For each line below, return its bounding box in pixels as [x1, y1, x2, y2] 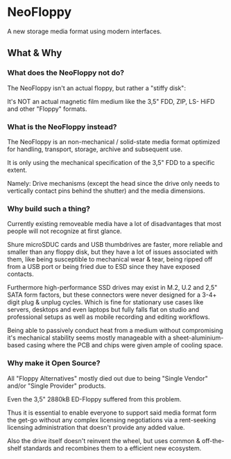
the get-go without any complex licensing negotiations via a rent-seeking [7, 415, 216, 424]
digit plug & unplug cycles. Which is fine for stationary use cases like [7, 298, 204, 306]
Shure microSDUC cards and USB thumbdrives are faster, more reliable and [7, 241, 223, 249]
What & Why [7, 47, 62, 59]
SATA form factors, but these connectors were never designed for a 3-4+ [7, 291, 217, 299]
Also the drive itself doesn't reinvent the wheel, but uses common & [7, 436, 200, 444]
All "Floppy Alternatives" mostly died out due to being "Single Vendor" [7, 374, 208, 382]
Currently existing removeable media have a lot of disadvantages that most [7, 220, 222, 228]
